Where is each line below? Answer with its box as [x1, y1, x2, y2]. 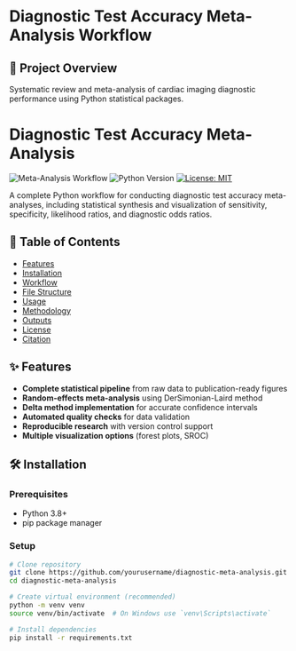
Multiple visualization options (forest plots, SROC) [21, 430, 209, 441]
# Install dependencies [9, 624, 97, 634]
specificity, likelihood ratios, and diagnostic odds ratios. [9, 209, 213, 219]
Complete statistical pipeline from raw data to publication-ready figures [21, 383, 288, 393]
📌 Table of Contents [9, 234, 121, 250]
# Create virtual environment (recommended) [9, 592, 176, 601]
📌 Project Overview [9, 60, 118, 75]
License [21, 324, 51, 335]
